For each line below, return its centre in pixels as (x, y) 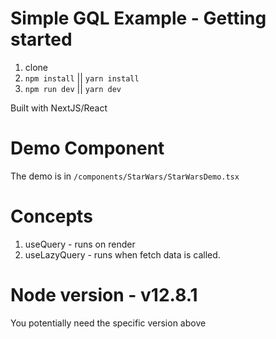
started (41, 39)
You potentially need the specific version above (108, 323)
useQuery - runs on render (80, 244)
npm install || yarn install (82, 78)
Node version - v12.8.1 (104, 295)
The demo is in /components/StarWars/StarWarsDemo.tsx (125, 176)
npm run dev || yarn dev (73, 88)
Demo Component (87, 148)
